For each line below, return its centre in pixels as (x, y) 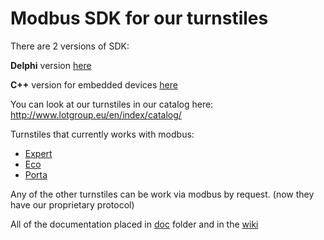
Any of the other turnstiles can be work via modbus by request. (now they (162, 194)
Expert (38, 153)
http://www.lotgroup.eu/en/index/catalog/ (96, 114)
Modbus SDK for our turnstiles (139, 18)
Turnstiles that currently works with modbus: (102, 134)
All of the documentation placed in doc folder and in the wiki (134, 224)
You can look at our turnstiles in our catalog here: (112, 104)
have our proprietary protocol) (72, 204)
